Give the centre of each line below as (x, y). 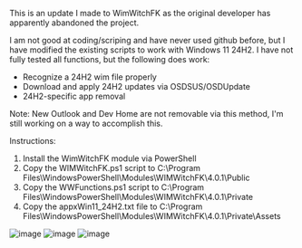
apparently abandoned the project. (74, 23)
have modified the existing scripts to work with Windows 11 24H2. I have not (151, 50)
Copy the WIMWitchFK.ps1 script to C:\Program (112, 168)
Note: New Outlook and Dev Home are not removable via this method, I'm (146, 114)
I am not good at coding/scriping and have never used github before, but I (147, 40)
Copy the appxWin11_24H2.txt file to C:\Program (112, 206)
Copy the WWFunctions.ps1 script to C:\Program (113, 187)
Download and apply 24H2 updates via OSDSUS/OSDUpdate (136, 86)
